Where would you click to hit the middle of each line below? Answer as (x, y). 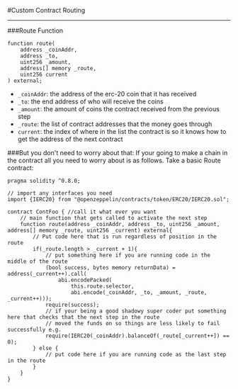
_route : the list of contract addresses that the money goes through (115, 124)
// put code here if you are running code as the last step (136, 354)
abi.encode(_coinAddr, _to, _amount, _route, (139, 293)
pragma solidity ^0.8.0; (44, 181)
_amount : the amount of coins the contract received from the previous (118, 109)
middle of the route (38, 261)
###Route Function (35, 30)
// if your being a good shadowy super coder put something (136, 311)
